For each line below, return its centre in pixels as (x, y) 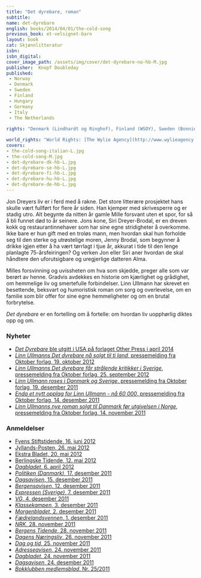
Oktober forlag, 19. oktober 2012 (54, 362)
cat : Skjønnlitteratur (34, 46)
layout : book (22, 40)
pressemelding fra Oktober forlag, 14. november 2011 (80, 413)
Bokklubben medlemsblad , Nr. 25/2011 (62, 569)
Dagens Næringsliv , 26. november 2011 (63, 537)
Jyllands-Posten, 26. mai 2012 (52, 448)
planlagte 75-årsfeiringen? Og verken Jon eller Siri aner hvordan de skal (95, 252)
